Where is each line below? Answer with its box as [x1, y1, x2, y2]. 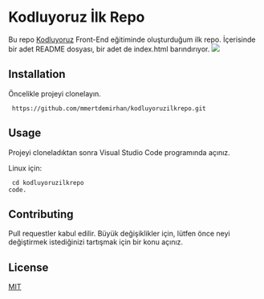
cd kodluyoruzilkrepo [11, 178, 84, 186]
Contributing [8, 207, 74, 221]
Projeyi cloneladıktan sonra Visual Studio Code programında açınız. [8, 147, 230, 157]
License [8, 260, 49, 274]
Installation [8, 68, 66, 81]
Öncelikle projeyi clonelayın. [8, 88, 102, 98]
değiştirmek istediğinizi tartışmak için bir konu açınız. [8, 237, 183, 247]
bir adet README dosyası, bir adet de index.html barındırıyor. [8, 44, 210, 54]
